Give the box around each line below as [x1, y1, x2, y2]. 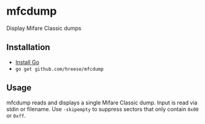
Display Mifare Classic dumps [6, 24, 82, 32]
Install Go [15, 58, 40, 65]
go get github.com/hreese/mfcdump [15, 66, 104, 72]
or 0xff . [6, 112, 26, 119]
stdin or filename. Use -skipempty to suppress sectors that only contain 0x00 [6, 105, 199, 112]
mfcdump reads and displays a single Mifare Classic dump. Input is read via [6, 99, 198, 106]
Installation [6, 42, 50, 53]
